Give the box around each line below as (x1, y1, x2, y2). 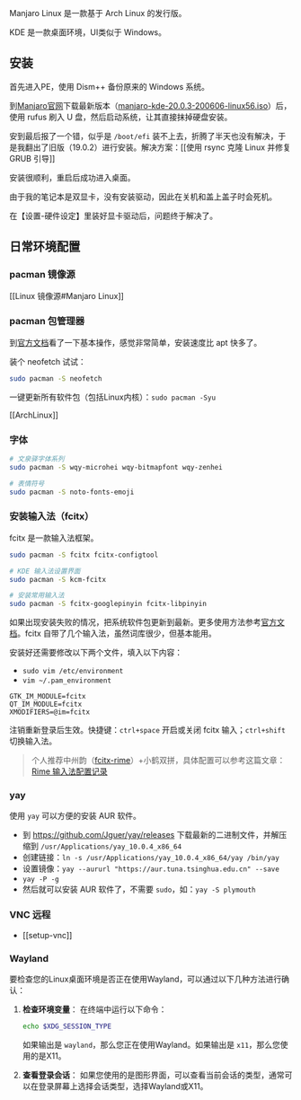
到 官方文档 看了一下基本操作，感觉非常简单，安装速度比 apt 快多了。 (9, 337, 262, 348)
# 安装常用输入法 (9, 591, 65, 600)
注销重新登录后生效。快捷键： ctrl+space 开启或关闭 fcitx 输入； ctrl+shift (9, 725, 286, 735)
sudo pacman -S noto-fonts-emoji (9, 488, 135, 497)
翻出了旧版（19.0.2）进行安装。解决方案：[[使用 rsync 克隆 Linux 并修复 (24, 142, 292, 153)
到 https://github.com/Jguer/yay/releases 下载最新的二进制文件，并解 (22, 830, 279, 840)
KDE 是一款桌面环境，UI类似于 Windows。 (9, 27, 166, 38)
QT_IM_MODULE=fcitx (9, 700, 83, 709)
